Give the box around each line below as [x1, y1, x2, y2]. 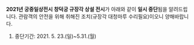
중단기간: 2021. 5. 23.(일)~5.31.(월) [14, 33, 97, 40]
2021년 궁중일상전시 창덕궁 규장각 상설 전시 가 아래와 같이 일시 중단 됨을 [6, 6, 168, 12]
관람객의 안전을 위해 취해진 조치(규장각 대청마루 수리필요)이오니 [18, 13, 164, 20]
